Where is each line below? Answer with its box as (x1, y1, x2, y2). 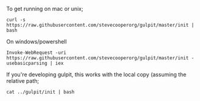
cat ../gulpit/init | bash (6, 89, 75, 95)
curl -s (6, 17, 26, 23)
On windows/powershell (6, 38, 67, 45)
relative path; (6, 77, 40, 84)
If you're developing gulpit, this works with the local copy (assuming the (6, 71, 187, 78)
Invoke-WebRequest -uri (6, 50, 67, 56)
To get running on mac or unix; (6, 5, 83, 12)
